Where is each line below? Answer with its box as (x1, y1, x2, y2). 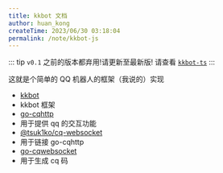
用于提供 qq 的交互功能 (19, 118, 97, 129)
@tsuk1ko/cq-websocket (19, 128, 103, 138)
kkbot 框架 (19, 100, 56, 109)
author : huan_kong (8, 19, 70, 27)
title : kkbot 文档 (8, 11, 68, 20)
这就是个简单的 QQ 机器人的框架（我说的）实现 (8, 74, 165, 84)
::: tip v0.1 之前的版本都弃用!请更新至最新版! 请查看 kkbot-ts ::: (8, 57, 216, 67)
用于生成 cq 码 (19, 156, 68, 166)
